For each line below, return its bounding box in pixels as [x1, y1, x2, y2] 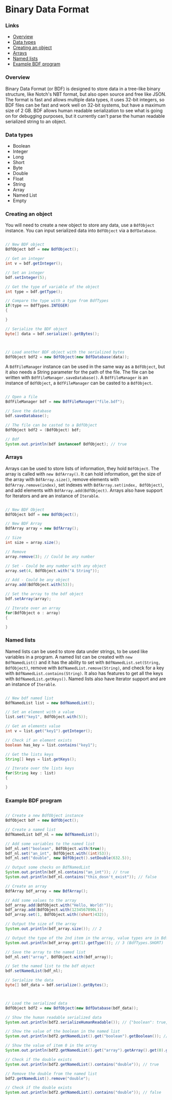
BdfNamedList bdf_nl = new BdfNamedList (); [5, 832, 100, 837]
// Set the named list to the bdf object [5, 964, 95, 969]
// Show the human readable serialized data [5, 1015, 102, 1020]
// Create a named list [5, 827, 56, 832]
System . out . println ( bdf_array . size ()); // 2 [5, 926, 102, 932]
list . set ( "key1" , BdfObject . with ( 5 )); [5, 714, 88, 720]
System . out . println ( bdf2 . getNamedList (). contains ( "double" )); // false [5, 1090, 161, 1095]
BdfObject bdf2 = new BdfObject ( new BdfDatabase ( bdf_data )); [5, 1005, 139, 1010]
